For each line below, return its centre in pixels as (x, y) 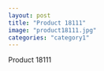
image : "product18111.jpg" (52, 30)
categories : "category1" (49, 37)
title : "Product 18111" (47, 23)
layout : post (30, 15)
